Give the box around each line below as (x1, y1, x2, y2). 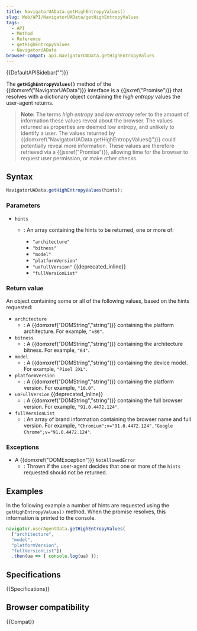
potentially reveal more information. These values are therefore (20, 142, 175, 149)
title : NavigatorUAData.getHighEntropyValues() (6, 8, 126, 15)
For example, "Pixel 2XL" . (23, 365, 88, 373)
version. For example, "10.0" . (23, 384, 96, 391)
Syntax (6, 172, 33, 182)
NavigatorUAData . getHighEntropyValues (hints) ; (6, 187, 123, 193)
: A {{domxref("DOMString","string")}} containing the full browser (23, 397, 183, 404)
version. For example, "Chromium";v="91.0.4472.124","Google (23, 422, 173, 429)
